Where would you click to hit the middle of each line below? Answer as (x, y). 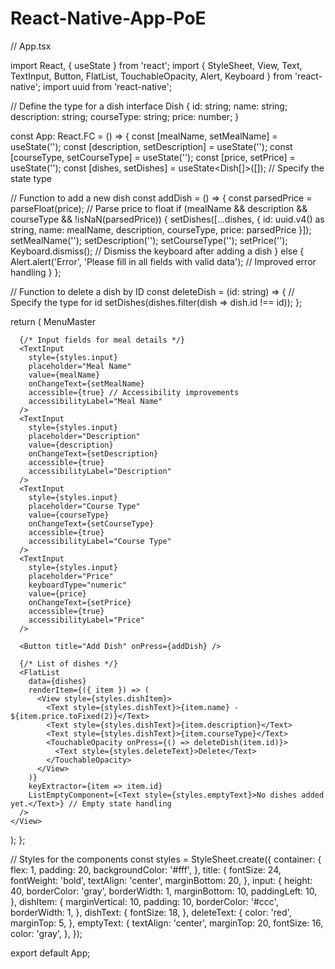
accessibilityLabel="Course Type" (100, 541)
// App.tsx (31, 46)
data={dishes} (57, 681)
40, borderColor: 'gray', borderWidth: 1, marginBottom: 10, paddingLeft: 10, (164, 891)
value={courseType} (69, 515)
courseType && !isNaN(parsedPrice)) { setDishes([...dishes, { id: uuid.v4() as (167, 219)
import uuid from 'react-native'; (108, 86)
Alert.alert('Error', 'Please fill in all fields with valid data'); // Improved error (163, 261)
